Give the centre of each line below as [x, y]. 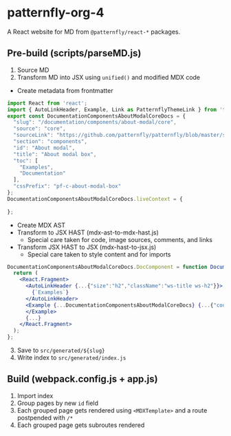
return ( [26, 273]
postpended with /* [45, 417]
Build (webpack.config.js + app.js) [82, 379]
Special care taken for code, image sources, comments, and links [120, 239]
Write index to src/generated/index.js [71, 358]
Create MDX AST [41, 225]
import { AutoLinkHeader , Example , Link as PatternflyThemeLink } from [112, 109]
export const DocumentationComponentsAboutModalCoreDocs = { [97, 116]
